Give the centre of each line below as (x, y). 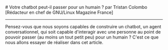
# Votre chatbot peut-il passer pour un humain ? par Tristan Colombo (76, 7)
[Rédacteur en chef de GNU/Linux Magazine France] (59, 12)
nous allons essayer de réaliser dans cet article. (54, 42)
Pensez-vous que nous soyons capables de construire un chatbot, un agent (83, 26)
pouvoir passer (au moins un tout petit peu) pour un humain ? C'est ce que (82, 37)
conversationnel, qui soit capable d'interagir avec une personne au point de (83, 32)
